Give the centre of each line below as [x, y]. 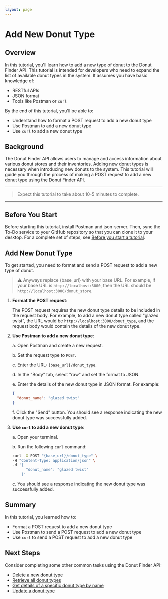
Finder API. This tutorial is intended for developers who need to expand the [82, 70]
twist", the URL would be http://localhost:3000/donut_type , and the [83, 321]
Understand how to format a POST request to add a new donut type [82, 120]
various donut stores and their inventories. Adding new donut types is [77, 164]
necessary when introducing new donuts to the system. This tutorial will [79, 169]
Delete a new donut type [38, 575]
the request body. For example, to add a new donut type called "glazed [85, 316]
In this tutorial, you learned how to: [41, 517]
